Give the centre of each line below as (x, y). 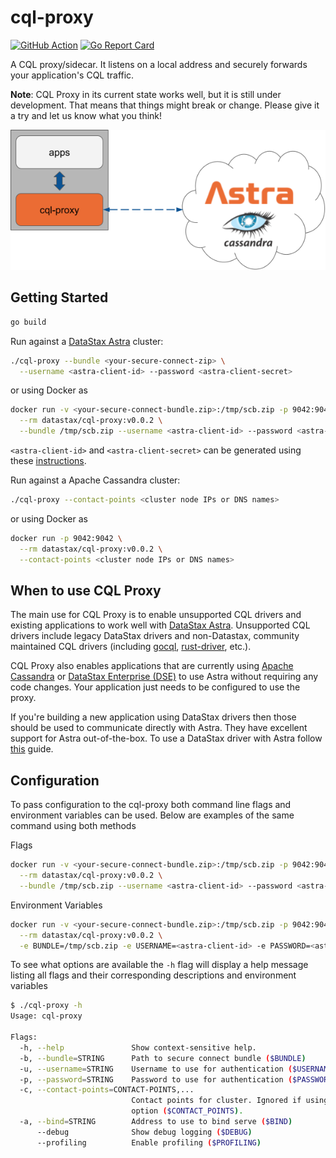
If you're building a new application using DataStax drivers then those (153, 717)
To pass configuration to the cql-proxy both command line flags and (151, 805)
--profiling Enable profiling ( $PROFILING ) (149, 1142)
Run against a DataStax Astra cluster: (87, 341)
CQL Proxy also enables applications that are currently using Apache (152, 666)
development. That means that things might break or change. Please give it (165, 105)
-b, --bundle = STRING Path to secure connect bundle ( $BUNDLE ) (163, 1058)
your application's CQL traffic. (72, 75)
